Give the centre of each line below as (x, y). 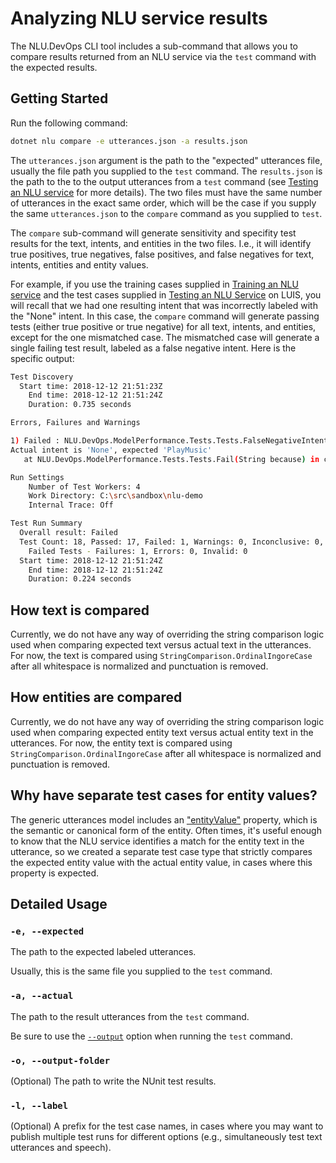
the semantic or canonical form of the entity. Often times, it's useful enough (166, 830)
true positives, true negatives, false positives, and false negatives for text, (162, 254)
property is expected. (55, 873)
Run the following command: (69, 123)
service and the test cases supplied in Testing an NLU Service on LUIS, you (166, 294)
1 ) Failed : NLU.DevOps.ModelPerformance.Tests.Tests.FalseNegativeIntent (169, 441)
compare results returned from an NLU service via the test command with (163, 56)
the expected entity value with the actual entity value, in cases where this (161, 862)
